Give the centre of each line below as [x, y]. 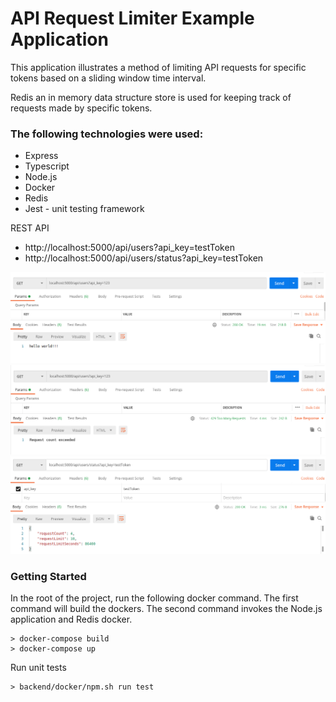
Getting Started [48, 576]
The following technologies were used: [107, 134]
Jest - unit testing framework [84, 209]
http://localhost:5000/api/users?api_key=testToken [129, 248]
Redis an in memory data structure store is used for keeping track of [151, 97]
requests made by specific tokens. [81, 108]
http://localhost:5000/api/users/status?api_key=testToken [144, 258]
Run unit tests [38, 667]
